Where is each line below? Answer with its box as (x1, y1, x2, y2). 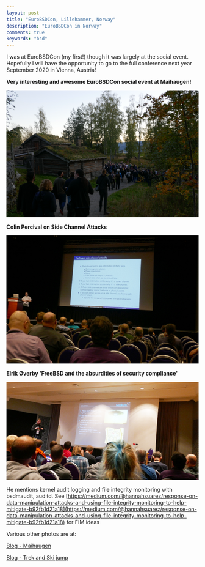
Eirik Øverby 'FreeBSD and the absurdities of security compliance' (6, 370, 178, 377)
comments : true (6, 29, 45, 35)
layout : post (6, 10, 40, 16)
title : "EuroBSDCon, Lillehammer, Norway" (6, 16, 116, 23)
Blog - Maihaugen (6, 542, 52, 550)
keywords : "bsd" (6, 35, 48, 42)
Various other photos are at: (6, 530, 77, 538)
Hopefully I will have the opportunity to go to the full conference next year (6, 60, 192, 67)
